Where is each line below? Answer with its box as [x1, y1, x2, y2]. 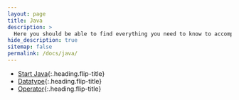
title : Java [7, 17, 43, 24]
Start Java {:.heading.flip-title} [17, 69, 105, 78]
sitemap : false [7, 43, 53, 50]
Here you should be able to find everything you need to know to [14, 30, 212, 38]
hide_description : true [7, 37, 78, 44]
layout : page [7, 10, 46, 18]
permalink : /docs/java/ [7, 50, 78, 57]
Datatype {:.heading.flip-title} [17, 77, 102, 85]
